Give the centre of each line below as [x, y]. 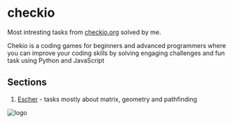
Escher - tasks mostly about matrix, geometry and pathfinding [107, 99]
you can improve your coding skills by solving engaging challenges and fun [116, 53]
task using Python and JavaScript [56, 60]
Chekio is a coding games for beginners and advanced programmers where [117, 45]
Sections [27, 83]
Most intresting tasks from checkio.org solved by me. [84, 32]
